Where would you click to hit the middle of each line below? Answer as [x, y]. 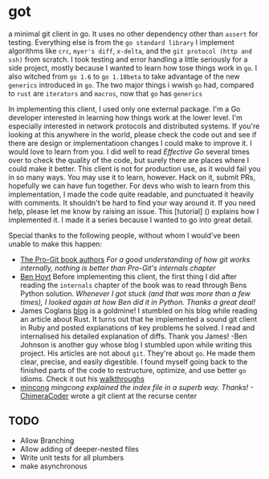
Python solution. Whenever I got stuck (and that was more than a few [135, 293]
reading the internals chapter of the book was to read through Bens [133, 285]
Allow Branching [47, 440]
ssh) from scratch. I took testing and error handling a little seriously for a [128, 59]
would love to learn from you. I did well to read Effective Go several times [129, 152]
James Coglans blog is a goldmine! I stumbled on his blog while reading [139, 311]
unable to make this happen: [55, 244]
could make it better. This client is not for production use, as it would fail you [134, 168]
